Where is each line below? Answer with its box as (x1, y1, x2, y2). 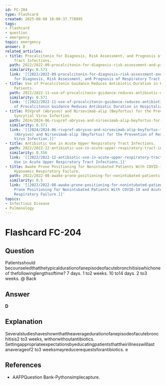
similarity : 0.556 (9, 150, 48, 155)
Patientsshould (5, 260, 36, 266)
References (5, 361, 41, 370)
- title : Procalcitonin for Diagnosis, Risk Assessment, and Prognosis (5, 53, 156, 59)
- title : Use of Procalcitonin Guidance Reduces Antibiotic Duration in (5, 81, 158, 86)
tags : (5, 21, 16, 26)
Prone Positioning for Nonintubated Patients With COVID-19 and (14, 187, 149, 192)
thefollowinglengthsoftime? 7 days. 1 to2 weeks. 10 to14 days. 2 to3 (10, 270, 147, 276)
